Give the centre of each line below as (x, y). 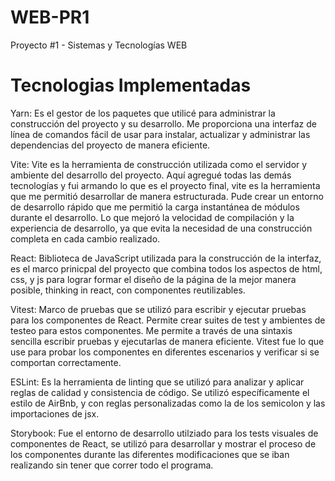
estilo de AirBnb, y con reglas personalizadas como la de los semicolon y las (168, 403)
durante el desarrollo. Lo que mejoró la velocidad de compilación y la (152, 217)
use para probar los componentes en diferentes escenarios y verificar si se (165, 352)
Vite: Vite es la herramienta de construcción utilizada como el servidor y (159, 164)
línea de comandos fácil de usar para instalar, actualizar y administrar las (160, 134)
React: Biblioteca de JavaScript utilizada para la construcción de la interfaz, (166, 258)
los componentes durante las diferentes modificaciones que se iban (150, 454)
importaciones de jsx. (55, 413)
